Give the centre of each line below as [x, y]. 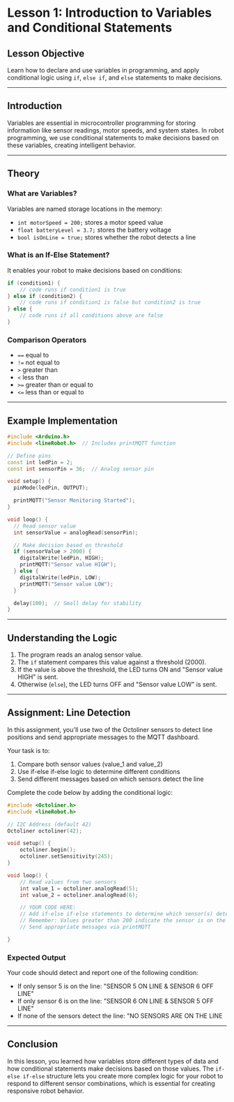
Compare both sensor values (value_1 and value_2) [90, 764]
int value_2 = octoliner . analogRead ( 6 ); [79, 895]
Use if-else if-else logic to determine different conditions [99, 771]
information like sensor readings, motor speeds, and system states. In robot [116, 130]
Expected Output [37, 958]
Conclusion [33, 1044]
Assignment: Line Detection [69, 713]
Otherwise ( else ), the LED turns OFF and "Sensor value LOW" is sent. [117, 685]
